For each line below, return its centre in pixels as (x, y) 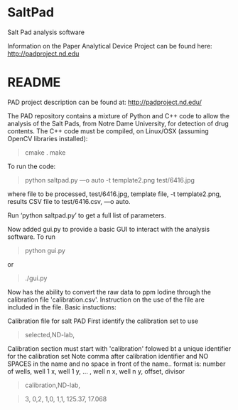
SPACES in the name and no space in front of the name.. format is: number (117, 364)
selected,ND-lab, (50, 334)
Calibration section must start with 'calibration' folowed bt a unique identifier (119, 348)
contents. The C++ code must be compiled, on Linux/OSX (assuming (108, 131)
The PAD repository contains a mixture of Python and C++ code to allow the (118, 116)
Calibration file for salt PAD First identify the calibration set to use (103, 321)
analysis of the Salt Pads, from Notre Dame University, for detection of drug (118, 123)
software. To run (31, 237)
